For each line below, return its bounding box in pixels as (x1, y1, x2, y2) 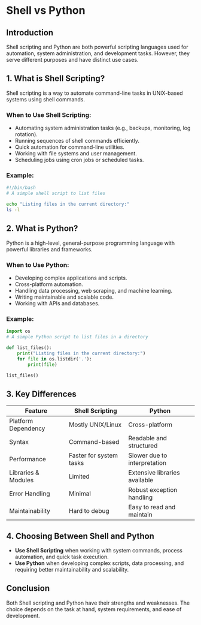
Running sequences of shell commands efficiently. (14, 137, 139, 145)
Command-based (68, 438, 120, 446)
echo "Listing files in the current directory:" (6, 202, 130, 208)
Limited (68, 472, 90, 480)
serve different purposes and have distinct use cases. (6, 56, 139, 63)
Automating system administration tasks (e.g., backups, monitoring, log (14, 124, 191, 132)
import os (6, 328, 31, 335)
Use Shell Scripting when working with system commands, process (14, 547, 182, 554)
